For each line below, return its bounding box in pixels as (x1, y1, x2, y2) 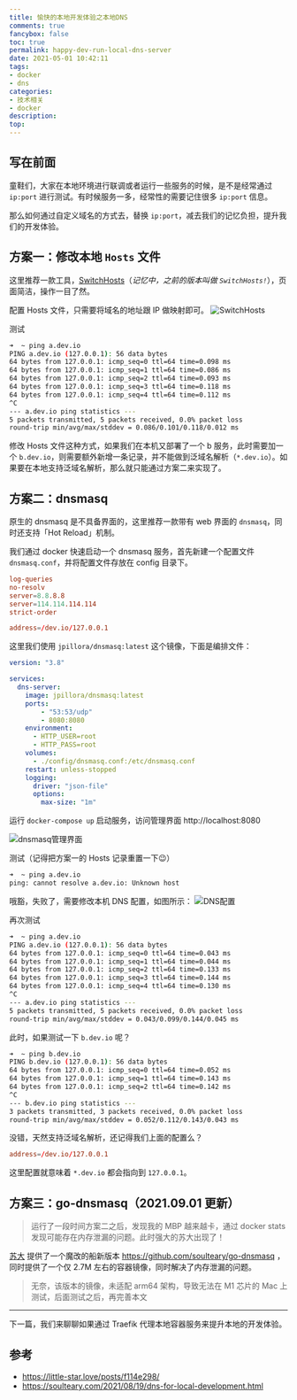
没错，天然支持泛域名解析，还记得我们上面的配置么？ (9, 1133, 203, 1143)
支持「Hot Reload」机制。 (24, 528, 119, 538)
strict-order (9, 607, 57, 616)
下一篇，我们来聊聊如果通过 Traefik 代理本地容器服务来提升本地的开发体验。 (9, 1319, 287, 1329)
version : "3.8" (9, 659, 65, 668)
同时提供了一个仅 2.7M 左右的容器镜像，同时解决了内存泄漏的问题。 (9, 1262, 256, 1272)
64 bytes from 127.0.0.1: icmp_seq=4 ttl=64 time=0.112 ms (9, 391, 232, 399)
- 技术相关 (9, 95, 44, 104)
